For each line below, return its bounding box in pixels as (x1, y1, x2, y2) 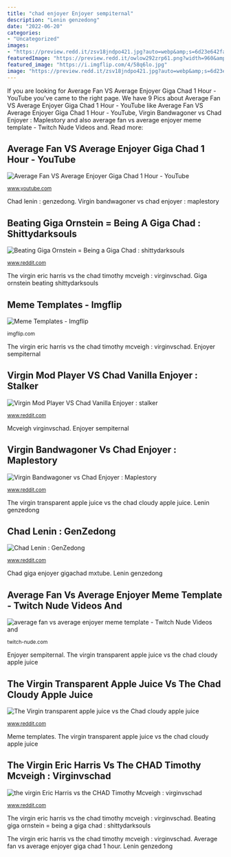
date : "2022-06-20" (7, 23, 63, 30)
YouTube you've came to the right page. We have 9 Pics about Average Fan (7, 94, 221, 102)
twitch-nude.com (7, 639, 48, 646)
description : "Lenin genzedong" (7, 17, 100, 23)
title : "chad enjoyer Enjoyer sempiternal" (7, 10, 134, 17)
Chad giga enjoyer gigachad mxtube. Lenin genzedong (7, 569, 163, 578)
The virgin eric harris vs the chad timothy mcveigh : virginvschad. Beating (7, 814, 216, 822)
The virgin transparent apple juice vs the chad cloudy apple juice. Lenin (7, 498, 210, 506)
